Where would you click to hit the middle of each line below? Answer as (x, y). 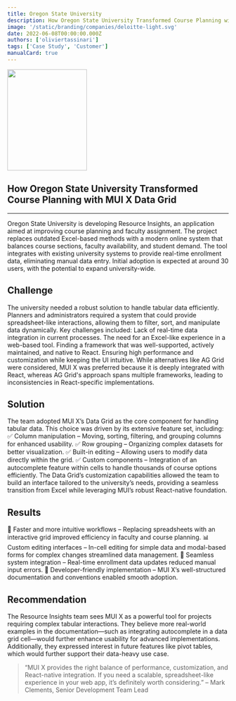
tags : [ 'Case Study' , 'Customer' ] (58, 46)
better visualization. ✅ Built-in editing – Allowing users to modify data (107, 452)
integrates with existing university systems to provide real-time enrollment (114, 253)
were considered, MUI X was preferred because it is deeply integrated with (116, 367)
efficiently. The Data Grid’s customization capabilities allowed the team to (113, 475)
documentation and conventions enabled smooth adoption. (93, 577)
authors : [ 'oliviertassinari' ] (53, 40)
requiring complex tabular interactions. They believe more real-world (107, 624)
